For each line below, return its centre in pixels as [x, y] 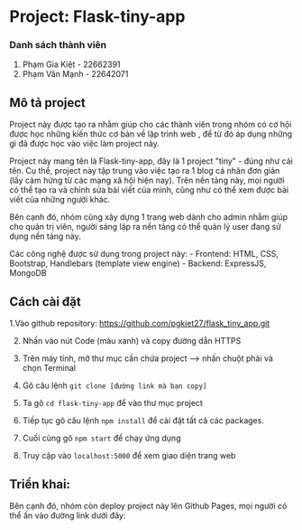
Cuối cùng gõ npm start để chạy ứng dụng [101, 438]
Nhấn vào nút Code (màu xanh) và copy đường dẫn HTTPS [132, 341]
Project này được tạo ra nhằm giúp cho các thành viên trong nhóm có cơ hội [151, 125]
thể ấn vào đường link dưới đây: [68, 515]
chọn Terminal [49, 368]
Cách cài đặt [45, 302]
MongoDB [28, 273]
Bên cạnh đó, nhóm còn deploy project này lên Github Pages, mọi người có [148, 506]
